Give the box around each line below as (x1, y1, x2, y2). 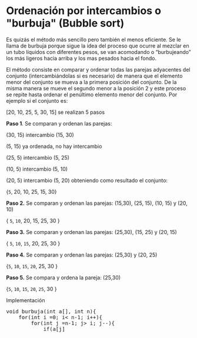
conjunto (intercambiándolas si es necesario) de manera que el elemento (6, 72, 183, 79)
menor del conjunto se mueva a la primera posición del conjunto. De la (6, 78, 177, 86)
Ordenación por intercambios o (6, 4, 162, 18)
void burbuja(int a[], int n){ (6, 308, 96, 315)
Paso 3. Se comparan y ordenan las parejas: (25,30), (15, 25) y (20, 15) (6, 228, 178, 235)
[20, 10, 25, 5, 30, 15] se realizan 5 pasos (6, 109, 105, 116)
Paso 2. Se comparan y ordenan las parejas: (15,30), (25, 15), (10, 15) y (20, (6, 200, 188, 207)
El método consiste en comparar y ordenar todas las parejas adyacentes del (6, 66, 191, 73)
